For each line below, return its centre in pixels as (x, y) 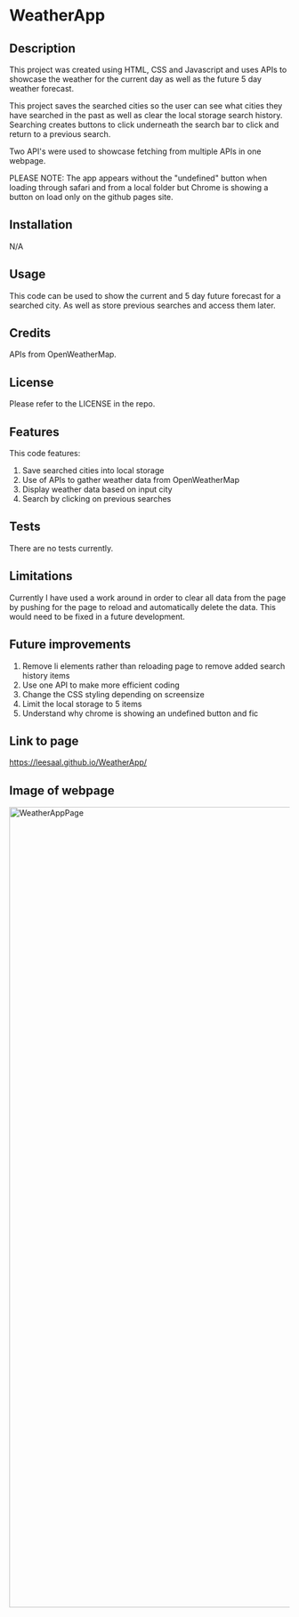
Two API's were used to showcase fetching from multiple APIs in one (135, 151)
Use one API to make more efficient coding (101, 685)
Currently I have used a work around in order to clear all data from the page (148, 598)
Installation (41, 225)
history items (46, 675)
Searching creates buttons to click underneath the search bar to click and (144, 125)
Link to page (44, 740)
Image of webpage (62, 790)
